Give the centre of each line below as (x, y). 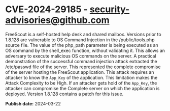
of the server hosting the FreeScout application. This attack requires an (80, 72)
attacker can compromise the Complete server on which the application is (82, 88)
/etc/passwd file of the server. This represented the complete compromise (83, 67)
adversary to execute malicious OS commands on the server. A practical (81, 56)
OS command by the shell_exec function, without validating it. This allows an (85, 50)
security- (110, 9)
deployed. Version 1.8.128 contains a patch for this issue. (64, 94)
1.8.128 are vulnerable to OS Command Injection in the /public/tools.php (80, 40)
